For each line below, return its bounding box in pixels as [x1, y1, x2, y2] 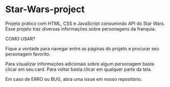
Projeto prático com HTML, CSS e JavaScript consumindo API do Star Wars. [5, 20, 165, 26]
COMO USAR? [5, 36, 36, 42]
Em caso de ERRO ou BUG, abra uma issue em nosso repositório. [5, 76, 142, 82]
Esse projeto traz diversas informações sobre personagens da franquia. [5, 25, 156, 32]
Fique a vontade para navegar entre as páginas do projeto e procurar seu [5, 45, 159, 51]
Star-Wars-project [5, 4, 85, 15]
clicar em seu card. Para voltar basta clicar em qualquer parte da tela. [5, 66, 152, 72]
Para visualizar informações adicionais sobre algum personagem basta [5, 61, 155, 67]
